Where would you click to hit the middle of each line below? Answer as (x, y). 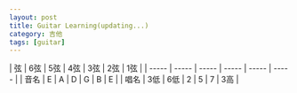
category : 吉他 (36, 34)
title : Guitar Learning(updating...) (79, 26)
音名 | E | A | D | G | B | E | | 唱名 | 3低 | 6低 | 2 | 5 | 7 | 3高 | (132, 80)
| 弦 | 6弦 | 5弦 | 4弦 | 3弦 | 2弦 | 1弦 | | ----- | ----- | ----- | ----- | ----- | (140, 68)
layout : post (33, 17)
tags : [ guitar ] (37, 42)
